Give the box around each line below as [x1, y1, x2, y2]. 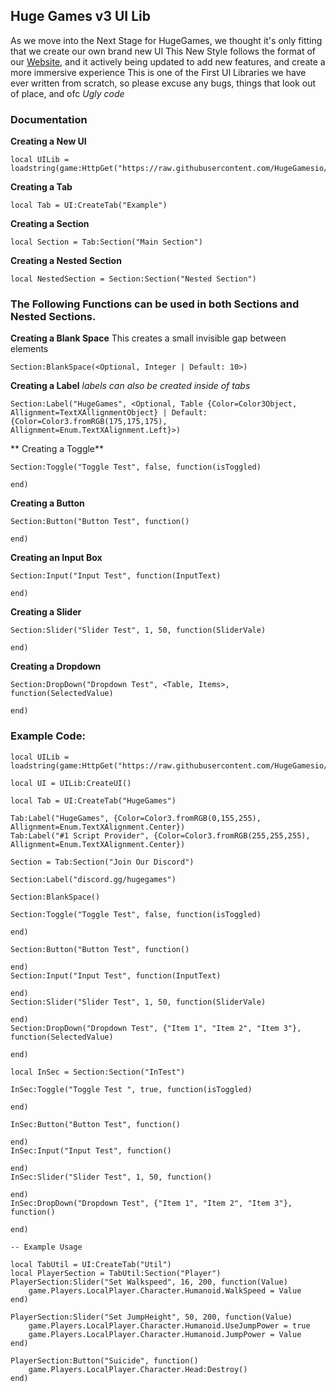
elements [10, 343, 49, 355]
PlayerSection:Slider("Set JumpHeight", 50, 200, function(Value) [10, 1312, 293, 1322]
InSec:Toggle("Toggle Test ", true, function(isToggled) [10, 1084, 253, 1094]
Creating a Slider [10, 606, 82, 618]
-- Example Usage [10, 1242, 83, 1252]
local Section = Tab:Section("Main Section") [10, 237, 203, 248]
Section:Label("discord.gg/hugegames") [10, 874, 177, 884]
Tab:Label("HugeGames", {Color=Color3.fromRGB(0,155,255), [10, 813, 262, 823]
